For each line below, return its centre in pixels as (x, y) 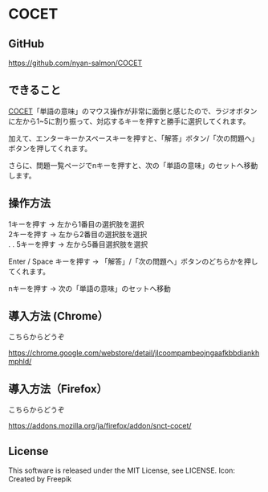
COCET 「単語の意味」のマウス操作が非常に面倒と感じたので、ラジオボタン (133, 111)
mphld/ (20, 362)
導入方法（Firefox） (58, 389)
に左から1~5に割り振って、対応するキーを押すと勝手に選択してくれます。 (129, 121)
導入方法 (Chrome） (59, 316)
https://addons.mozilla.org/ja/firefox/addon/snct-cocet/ (100, 426)
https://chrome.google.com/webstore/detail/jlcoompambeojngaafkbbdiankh (134, 353)
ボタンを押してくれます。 (50, 148)
